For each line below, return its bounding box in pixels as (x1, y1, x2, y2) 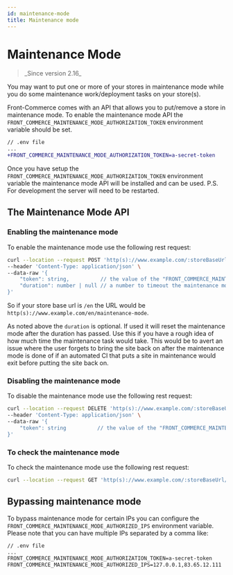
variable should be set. (7, 125, 73, 134)
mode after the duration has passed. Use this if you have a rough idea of (7, 330, 214, 337)
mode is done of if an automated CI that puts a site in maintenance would (7, 351, 216, 360)
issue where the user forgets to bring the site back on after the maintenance (7, 344, 225, 352)
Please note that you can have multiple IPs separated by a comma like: (7, 529, 209, 537)
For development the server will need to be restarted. (7, 186, 159, 195)
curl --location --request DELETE (7, 405, 107, 412)
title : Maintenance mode (7, 17, 79, 24)
